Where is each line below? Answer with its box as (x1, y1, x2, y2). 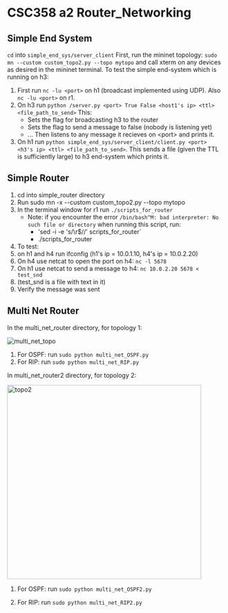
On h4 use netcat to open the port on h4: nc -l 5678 (17, 257, 167, 265)
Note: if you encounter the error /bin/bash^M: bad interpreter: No (27, 212, 219, 221)
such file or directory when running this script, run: (27, 220, 182, 228)
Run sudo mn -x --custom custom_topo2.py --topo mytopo (17, 198, 185, 206)
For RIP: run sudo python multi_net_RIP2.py (17, 598, 143, 606)
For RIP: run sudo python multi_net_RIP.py (17, 358, 140, 366)
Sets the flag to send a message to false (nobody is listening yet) (27, 123, 213, 131)
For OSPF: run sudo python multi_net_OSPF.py (17, 350, 149, 358)
